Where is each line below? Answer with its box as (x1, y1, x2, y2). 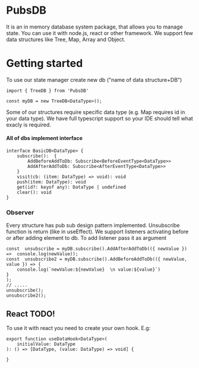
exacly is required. (6, 121, 52, 128)
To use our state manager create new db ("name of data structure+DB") (6, 76, 182, 83)
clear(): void (17, 189, 52, 196)
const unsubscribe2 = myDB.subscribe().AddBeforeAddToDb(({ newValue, (6, 256, 187, 262)
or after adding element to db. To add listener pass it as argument (6, 234, 167, 242)
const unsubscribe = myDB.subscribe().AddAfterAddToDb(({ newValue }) (6, 246, 187, 252)
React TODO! (6, 309, 55, 319)
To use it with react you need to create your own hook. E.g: (6, 325, 151, 332)
